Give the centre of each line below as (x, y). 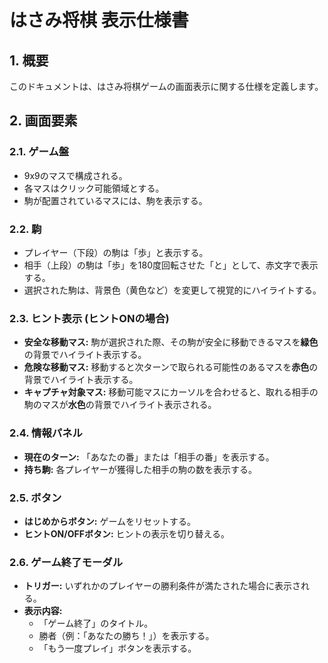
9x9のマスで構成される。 (75, 175)
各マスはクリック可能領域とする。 (94, 188)
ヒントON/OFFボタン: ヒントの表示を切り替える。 (127, 533)
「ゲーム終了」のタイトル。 (96, 623)
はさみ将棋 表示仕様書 (99, 20)
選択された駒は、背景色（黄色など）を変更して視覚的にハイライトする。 (172, 290)
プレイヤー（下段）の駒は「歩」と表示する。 (116, 252)
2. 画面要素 (43, 121)
